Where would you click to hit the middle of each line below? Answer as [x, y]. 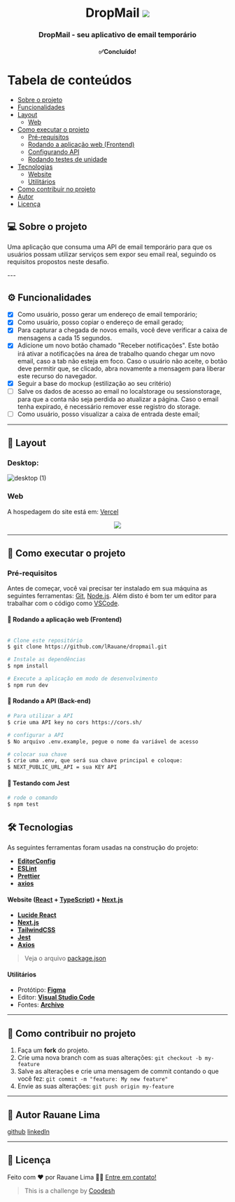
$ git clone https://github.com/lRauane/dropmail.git [87, 647]
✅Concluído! [117, 51]
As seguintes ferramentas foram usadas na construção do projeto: [103, 847]
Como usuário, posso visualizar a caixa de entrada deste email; [109, 414]
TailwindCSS [36, 930]
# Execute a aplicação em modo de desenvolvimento [83, 679]
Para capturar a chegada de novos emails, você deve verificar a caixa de [122, 330]
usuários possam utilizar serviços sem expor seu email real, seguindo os [112, 254]
